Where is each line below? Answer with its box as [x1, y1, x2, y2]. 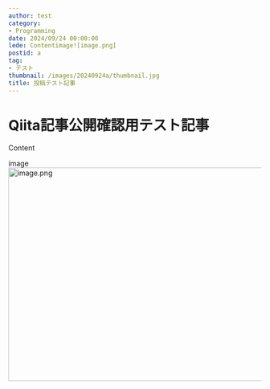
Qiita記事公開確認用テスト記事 [8, 116, 210, 134]
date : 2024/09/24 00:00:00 [8, 34, 99, 43]
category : [8, 19, 42, 27]
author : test [8, 11, 52, 20]
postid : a [8, 49, 42, 57]
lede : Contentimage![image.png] [8, 42, 117, 50]
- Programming [8, 27, 56, 35]
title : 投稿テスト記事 [8, 79, 76, 87]
